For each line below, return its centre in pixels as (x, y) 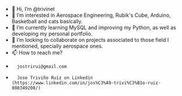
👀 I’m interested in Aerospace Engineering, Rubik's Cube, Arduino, (91, 15)
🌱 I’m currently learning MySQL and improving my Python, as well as (94, 27)
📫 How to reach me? (37, 53)
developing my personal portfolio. (52, 34)
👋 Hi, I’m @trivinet (33, 9)
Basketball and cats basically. (47, 21)
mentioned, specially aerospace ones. (57, 46)
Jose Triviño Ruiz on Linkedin (55, 78)
